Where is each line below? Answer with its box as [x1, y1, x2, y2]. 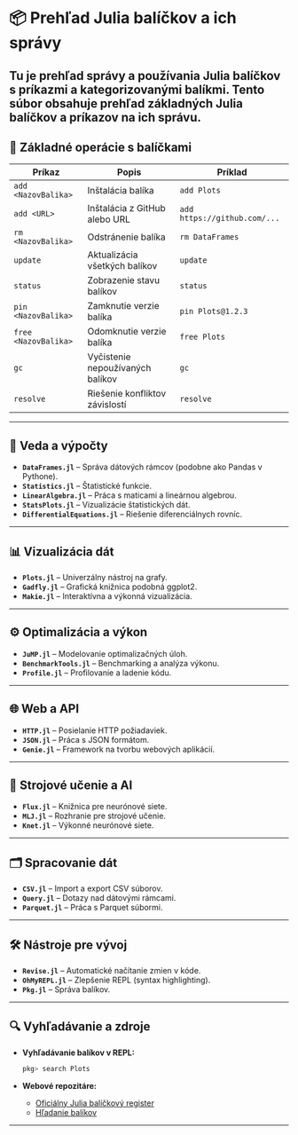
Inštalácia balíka [87, 185, 154, 197]
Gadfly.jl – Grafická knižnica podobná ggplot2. [21, 581, 198, 592]
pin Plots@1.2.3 [179, 306, 248, 317]
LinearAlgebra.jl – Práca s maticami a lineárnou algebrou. [21, 490, 237, 501]
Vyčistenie [87, 351, 131, 363]
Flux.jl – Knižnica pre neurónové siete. [21, 801, 168, 812]
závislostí [87, 398, 127, 411]
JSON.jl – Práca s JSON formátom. [21, 734, 150, 745]
